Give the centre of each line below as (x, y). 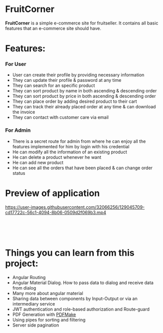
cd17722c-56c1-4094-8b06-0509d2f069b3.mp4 (56, 212)
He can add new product (38, 162)
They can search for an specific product (54, 85)
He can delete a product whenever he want (57, 157)
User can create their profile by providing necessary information (78, 75)
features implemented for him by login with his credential (71, 146)
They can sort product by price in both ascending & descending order (84, 96)
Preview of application (53, 193)
